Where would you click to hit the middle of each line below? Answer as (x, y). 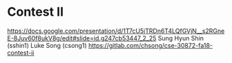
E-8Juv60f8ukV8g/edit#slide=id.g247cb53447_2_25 (82, 38)
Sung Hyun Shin (181, 38)
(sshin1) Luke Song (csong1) (47, 45)
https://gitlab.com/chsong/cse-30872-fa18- (151, 45)
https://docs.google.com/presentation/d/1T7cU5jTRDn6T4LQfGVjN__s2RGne (116, 31)
